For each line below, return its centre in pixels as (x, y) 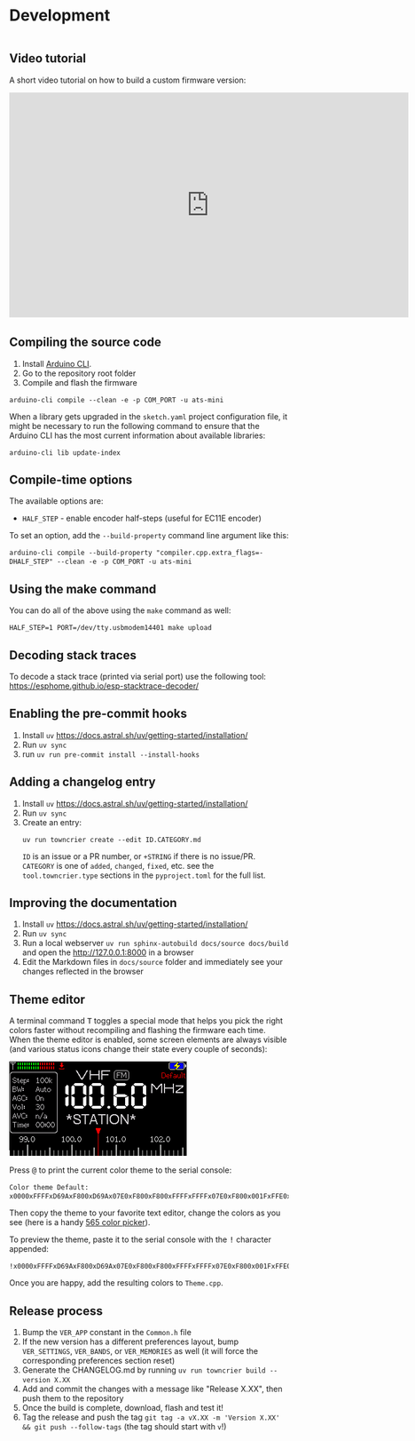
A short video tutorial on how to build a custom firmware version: (128, 80)
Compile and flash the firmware (79, 382)
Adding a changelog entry (82, 782)
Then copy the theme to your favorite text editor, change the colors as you (145, 1213)
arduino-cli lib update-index (65, 453)
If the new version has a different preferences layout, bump (130, 1341)
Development (60, 16)
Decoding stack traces (73, 655)
